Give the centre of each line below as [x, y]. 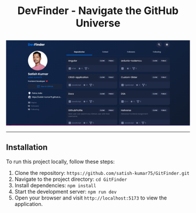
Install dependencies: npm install [55, 185]
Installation [27, 147]
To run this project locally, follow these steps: [60, 162]
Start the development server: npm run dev [65, 191]
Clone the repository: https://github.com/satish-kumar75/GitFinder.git [102, 173]
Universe [98, 23]
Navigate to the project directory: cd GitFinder [71, 179]
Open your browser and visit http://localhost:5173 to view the [91, 198]
